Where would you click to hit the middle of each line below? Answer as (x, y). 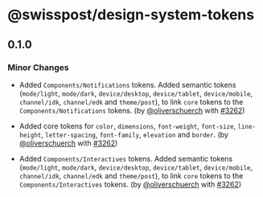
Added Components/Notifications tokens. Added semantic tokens (127, 84)
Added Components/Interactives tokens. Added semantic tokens (126, 158)
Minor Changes (38, 68)
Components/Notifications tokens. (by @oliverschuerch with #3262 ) (132, 110)
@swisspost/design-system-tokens (131, 15)
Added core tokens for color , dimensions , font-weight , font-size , (127, 125)
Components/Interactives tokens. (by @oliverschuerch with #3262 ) (130, 184)
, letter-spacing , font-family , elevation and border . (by (134, 134)
